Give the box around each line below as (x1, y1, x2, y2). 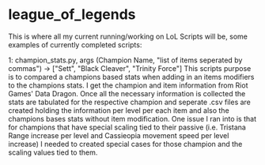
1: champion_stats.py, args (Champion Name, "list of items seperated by (8, 55, 243, 65)
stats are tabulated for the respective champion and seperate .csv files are (8, 97, 252, 107)
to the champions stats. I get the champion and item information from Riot (8, 81, 248, 90)
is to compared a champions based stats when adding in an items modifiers (8, 72, 255, 81)
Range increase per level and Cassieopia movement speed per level (8, 130, 229, 140)
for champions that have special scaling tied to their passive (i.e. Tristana (8, 122, 247, 132)
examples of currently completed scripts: (8, 39, 142, 49)
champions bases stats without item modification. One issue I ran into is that (8, 114, 257, 123)
